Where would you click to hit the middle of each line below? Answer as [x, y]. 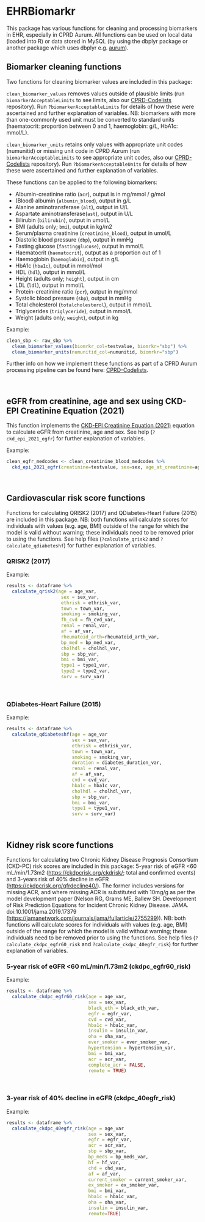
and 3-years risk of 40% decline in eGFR [58, 879]
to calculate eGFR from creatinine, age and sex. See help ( [79, 432]
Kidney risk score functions [60, 845]
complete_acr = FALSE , [117, 1065]
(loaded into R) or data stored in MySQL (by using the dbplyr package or [97, 41]
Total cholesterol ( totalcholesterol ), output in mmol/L [84, 305]
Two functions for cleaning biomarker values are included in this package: [99, 81]
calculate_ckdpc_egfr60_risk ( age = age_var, [69, 997]
